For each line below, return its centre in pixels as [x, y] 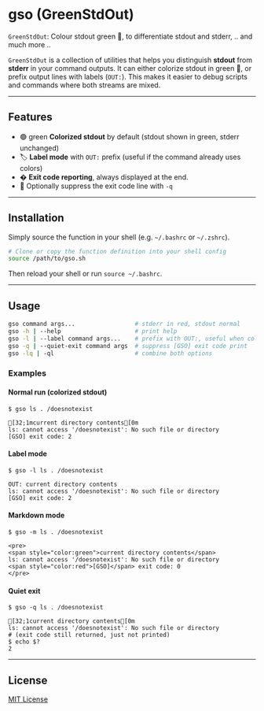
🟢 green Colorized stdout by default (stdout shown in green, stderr [129, 136]
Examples [27, 373]
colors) [31, 168]
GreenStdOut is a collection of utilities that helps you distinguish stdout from [130, 60]
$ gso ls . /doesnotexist [50, 409]
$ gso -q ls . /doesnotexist [56, 608]
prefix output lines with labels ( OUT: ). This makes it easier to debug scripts [128, 76]
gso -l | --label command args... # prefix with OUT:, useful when [126, 339]
